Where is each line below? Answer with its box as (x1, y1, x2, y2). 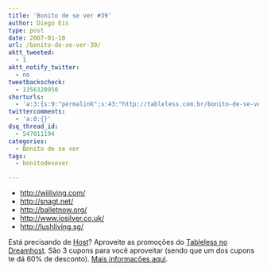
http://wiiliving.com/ (19, 188, 86, 198)
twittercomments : (8, 108, 66, 116)
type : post (8, 26, 44, 34)
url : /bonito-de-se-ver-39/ (8, 41, 102, 49)
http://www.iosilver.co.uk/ (19, 214, 105, 223)
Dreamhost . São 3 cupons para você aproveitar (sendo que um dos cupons (8, 246, 255, 255)
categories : (8, 137, 48, 145)
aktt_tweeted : (8, 48, 56, 56)
